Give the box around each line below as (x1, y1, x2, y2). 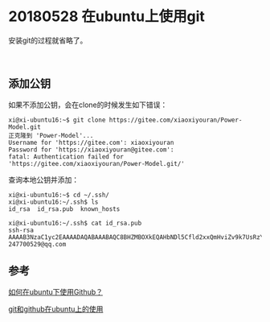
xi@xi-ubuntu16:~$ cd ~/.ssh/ (8, 191, 110, 199)
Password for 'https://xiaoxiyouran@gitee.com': (8, 146, 174, 154)
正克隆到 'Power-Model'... (8, 131, 94, 139)
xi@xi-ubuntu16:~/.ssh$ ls (8, 198, 99, 206)
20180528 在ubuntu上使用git (8, 7, 205, 26)
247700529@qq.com (8, 240, 67, 248)
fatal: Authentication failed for (8, 152, 125, 161)
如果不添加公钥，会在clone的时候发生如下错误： (8, 100, 168, 109)
